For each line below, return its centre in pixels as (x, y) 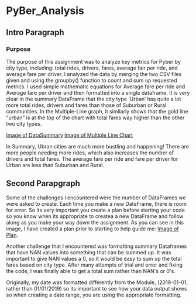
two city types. (24, 123)
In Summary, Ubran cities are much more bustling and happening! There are (97, 146)
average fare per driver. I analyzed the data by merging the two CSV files (94, 74)
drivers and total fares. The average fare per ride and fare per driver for (92, 158)
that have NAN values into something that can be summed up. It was (89, 252)
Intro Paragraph (35, 32)
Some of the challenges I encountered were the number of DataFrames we (96, 198)
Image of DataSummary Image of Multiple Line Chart (70, 135)
